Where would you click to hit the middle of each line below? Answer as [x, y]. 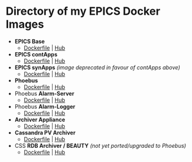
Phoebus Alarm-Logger [45, 106]
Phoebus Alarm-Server [44, 93]
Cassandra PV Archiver [45, 133]
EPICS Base [30, 41]
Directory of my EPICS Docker [83, 11]
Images [25, 24]
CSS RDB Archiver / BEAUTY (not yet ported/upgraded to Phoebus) [100, 145]
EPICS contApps [36, 54]
